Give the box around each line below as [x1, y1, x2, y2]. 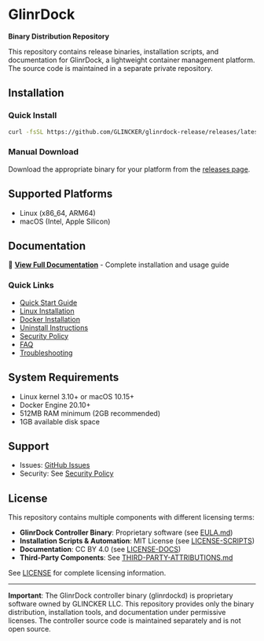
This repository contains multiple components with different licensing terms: [8, 513, 255, 522]
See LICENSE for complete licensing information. [8, 569, 167, 578]
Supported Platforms [8, 187, 113, 201]
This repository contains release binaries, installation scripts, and [8, 46, 218, 56]
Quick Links [8, 280, 54, 291]
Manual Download [8, 146, 79, 157]
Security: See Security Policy [19, 469, 114, 478]
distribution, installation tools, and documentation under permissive [8, 608, 226, 617]
